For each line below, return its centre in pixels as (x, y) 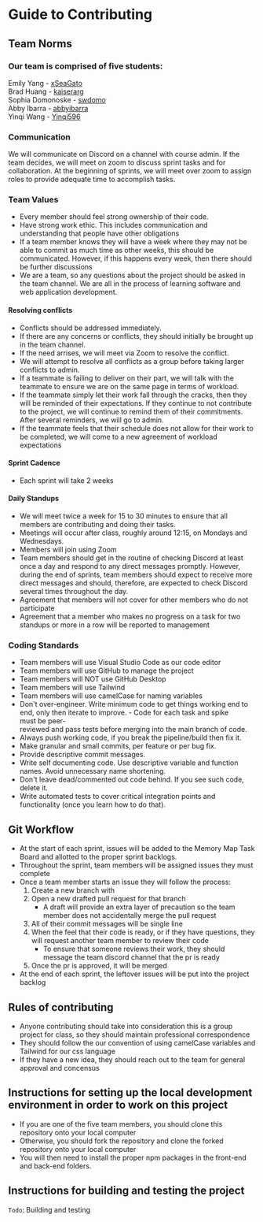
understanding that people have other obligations (99, 233)
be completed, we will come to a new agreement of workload (118, 436)
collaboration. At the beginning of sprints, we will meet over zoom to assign (130, 171)
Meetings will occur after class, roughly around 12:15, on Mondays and (133, 533)
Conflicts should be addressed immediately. (91, 328)
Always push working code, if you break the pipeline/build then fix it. (130, 737)
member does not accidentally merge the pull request (130, 916)
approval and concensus (59, 1068)
